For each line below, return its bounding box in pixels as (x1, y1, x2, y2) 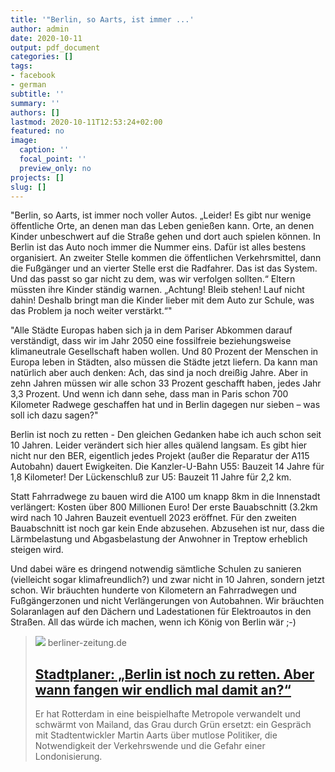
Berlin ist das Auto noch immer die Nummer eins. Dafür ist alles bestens (10, 241, 307, 253)
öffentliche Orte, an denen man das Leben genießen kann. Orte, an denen (10, 220, 315, 232)
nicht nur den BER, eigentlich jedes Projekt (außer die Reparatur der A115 (10, 450, 310, 462)
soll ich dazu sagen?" (10, 409, 99, 421)
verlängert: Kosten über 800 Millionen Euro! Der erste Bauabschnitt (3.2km (10, 501, 318, 513)
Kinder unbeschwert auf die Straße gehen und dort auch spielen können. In (10, 231, 322, 243)
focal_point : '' (19, 154, 87, 164)
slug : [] (10, 182, 47, 192)
